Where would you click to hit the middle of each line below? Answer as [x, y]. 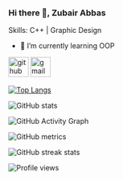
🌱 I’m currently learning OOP [67, 46]
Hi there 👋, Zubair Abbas [57, 13]
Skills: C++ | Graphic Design [55, 31]
